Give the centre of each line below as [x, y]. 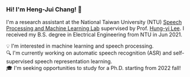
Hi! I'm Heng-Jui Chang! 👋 [44, 9]
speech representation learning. [73, 62]
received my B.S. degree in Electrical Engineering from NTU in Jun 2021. [94, 35]
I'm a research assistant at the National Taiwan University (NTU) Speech [94, 22]
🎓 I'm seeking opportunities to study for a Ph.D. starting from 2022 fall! [94, 68]
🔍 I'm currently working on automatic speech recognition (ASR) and [89, 53]
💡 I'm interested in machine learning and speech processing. [80, 46]
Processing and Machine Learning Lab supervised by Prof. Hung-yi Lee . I [95, 28]
